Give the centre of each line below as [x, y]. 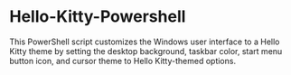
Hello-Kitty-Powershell [98, 17]
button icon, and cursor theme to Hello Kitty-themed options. [123, 61]
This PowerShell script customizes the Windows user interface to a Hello [145, 42]
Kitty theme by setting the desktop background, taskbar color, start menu [146, 51]
